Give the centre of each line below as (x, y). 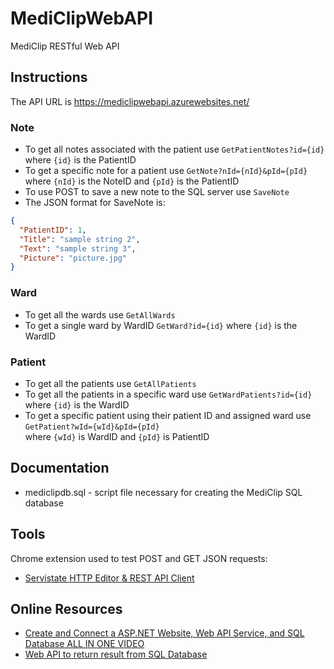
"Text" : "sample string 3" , (78, 248)
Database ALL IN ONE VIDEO (84, 644)
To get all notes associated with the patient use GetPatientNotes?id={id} (174, 149)
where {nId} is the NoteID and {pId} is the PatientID (132, 181)
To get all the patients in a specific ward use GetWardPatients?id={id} (168, 394)
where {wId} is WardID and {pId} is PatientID (117, 436)
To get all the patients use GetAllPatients (110, 383)
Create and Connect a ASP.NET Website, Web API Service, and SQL (164, 633)
